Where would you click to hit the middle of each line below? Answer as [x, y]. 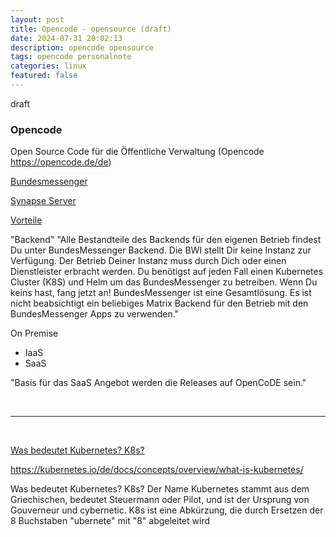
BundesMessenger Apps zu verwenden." [95, 314]
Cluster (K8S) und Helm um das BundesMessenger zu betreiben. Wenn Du [164, 282]
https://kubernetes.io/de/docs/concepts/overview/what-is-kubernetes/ [157, 470]
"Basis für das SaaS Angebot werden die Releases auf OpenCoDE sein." [158, 383]
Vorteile [26, 220]
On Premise [34, 333]
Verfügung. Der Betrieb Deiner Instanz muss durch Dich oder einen [148, 261]
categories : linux [48, 66]
